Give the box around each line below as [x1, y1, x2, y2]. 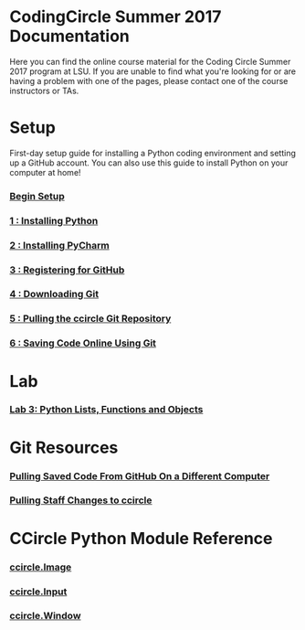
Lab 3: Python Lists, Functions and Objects [9, 403, 204, 416]
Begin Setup [9, 189, 66, 202]
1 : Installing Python [9, 214, 99, 227]
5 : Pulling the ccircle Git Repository [9, 313, 172, 326]
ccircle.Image [9, 561, 72, 573]
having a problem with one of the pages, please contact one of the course [9, 75, 289, 86]
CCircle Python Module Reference [9, 528, 273, 549]
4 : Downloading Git [9, 288, 99, 301]
